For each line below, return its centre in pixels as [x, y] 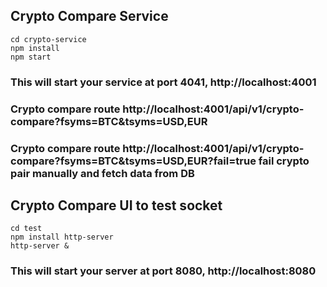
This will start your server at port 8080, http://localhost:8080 [163, 271]
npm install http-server [62, 237]
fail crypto [284, 161]
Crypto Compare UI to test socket [116, 205]
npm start [31, 57]
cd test [26, 229]
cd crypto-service [48, 39]
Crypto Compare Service [89, 16]
